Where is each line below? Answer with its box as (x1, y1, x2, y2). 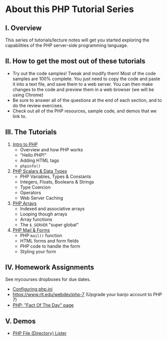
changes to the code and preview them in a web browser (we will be (12, 86, 154, 92)
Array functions (20, 216, 53, 222)
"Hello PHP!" (20, 152, 47, 158)
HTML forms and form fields (20, 238, 79, 244)
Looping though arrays (20, 211, 67, 217)
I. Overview (5, 24, 42, 32)
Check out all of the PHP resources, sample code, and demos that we (12, 107, 157, 114)
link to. (12, 113, 27, 119)
